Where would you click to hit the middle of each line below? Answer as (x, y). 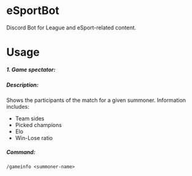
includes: (18, 107)
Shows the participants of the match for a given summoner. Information (96, 100)
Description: (22, 85)
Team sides (30, 119)
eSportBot (33, 11)
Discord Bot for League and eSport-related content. (71, 28)
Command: (21, 152)
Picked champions (39, 125)
